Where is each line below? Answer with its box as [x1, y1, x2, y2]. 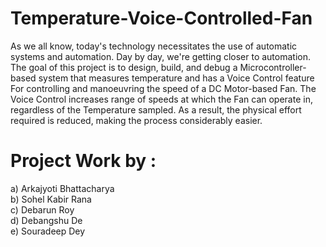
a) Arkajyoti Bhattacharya [10, 182, 115, 194]
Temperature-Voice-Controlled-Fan [10, 7, 313, 30]
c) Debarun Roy [10, 203, 75, 216]
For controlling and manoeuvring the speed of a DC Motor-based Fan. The [10, 82, 317, 94]
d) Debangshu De [10, 214, 83, 226]
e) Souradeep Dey [10, 225, 86, 237]
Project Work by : [10, 150, 157, 172]
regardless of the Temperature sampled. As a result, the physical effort [10, 103, 302, 116]
